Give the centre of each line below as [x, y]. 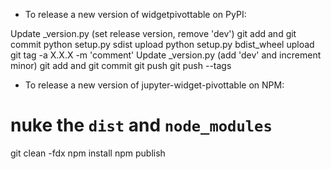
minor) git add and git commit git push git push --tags [121, 65]
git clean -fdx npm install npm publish [88, 153]
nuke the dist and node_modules [141, 125]
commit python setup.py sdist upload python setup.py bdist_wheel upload [162, 44]
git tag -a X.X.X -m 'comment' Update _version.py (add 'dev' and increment [166, 55]
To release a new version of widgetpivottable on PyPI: [135, 14]
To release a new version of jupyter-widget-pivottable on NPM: [154, 85]
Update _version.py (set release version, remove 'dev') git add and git [153, 33]
